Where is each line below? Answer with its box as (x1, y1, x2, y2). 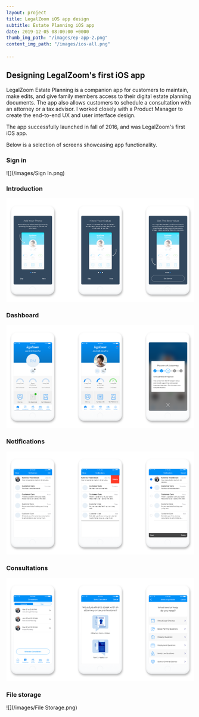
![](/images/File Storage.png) (6, 704, 77, 711)
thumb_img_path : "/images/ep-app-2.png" (6, 35, 108, 41)
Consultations (6, 563, 48, 572)
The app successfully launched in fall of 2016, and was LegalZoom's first (6, 123, 186, 130)
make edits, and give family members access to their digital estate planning (6, 93, 191, 100)
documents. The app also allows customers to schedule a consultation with (6, 99, 191, 106)
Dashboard (6, 311, 39, 319)
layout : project (6, 10, 46, 16)
